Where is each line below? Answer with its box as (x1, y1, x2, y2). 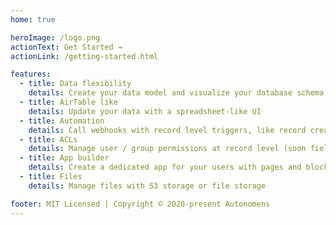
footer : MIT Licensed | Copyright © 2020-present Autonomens (10, 199, 271, 209)
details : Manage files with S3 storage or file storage (28, 181, 267, 191)
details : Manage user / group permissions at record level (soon (28, 144, 307, 154)
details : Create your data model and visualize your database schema (28, 88, 325, 98)
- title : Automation (19, 116, 105, 126)
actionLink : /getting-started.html (10, 51, 159, 61)
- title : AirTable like (19, 97, 118, 107)
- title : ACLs (19, 134, 78, 145)
